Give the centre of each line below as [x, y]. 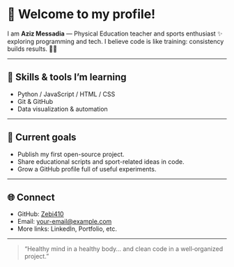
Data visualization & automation [62, 109]
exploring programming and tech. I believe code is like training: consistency [116, 41]
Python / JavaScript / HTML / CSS [66, 94]
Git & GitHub [35, 101]
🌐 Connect [31, 197]
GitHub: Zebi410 [40, 214]
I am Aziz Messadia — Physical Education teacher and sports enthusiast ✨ [115, 33]
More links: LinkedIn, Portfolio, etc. [67, 229]
